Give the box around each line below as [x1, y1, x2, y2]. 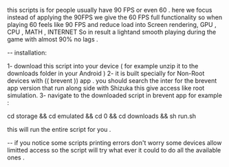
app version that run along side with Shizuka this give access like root [7, 84, 205, 92]
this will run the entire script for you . [7, 126, 111, 133]
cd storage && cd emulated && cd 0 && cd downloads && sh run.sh [7, 112, 197, 120]
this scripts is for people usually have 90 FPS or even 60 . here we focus [7, 6, 212, 14]
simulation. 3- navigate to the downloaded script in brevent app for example [7, 91, 222, 99]
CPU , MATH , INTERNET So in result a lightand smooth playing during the [7, 28, 217, 36]
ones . [7, 153, 25, 161]
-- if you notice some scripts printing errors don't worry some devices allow [7, 139, 222, 147]
